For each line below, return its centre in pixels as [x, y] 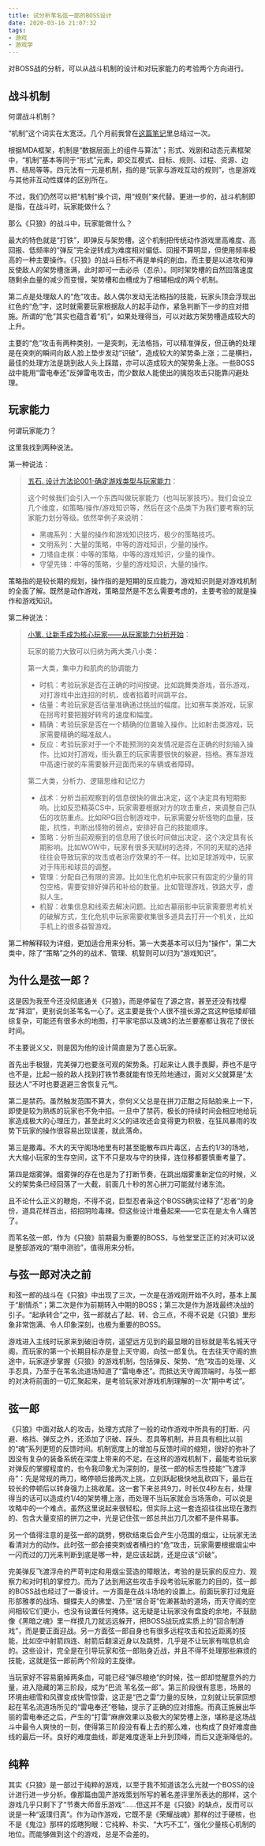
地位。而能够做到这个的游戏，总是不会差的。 [81, 1834]
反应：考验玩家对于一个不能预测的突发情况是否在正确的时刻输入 [143, 744]
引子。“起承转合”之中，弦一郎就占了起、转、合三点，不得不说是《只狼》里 [129, 1315]
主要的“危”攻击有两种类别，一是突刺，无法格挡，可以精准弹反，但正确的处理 [132, 343]
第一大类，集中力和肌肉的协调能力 [83, 668]
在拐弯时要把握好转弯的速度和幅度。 [98, 714]
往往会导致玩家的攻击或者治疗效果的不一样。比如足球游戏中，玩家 [146, 857]
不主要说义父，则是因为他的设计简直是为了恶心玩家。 [95, 1047]
